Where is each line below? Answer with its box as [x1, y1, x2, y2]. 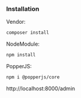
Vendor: [6, 18, 26, 26]
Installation [6, 5, 40, 13]
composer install [6, 30, 49, 36]
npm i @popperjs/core [6, 74, 60, 80]
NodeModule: [6, 40, 40, 48]
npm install [6, 52, 36, 58]
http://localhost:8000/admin [6, 85, 76, 92]
